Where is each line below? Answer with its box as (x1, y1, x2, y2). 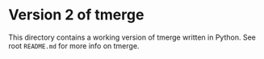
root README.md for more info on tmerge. (8, 40, 140, 50)
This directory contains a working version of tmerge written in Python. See (8, 32, 256, 42)
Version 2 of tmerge (8, 6, 145, 24)
